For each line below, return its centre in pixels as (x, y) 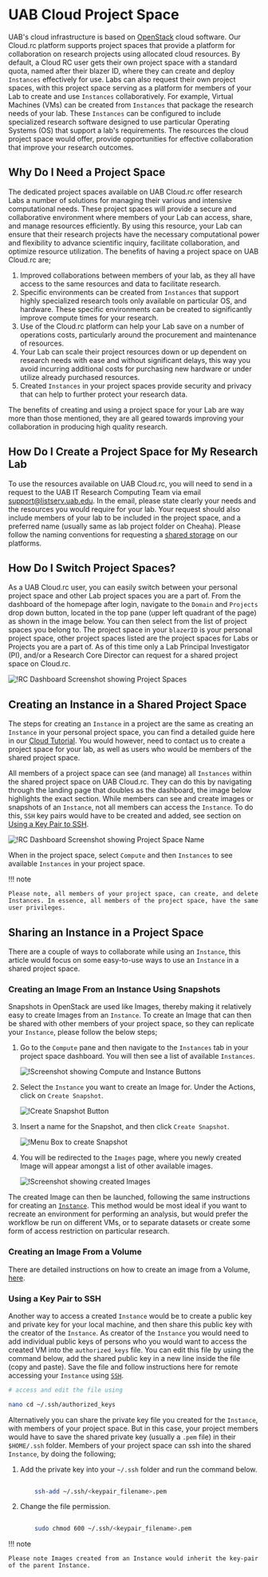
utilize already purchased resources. (80, 377)
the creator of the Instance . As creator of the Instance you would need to (128, 1332)
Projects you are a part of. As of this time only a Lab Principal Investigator (129, 647)
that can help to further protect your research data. (104, 394)
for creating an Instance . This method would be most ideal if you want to (128, 1206)
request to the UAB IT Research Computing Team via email (105, 492)
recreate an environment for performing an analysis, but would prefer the (128, 1214)
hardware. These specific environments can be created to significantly (136, 309)
